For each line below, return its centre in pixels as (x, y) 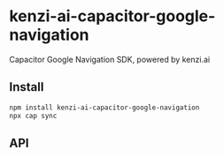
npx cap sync (33, 116)
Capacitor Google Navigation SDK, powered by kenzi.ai (110, 59)
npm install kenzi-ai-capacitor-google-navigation (104, 108)
